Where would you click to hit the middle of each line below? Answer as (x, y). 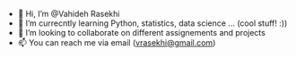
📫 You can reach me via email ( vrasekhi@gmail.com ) (117, 43)
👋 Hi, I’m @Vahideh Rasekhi (69, 14)
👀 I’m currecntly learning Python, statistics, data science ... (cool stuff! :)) (152, 23)
